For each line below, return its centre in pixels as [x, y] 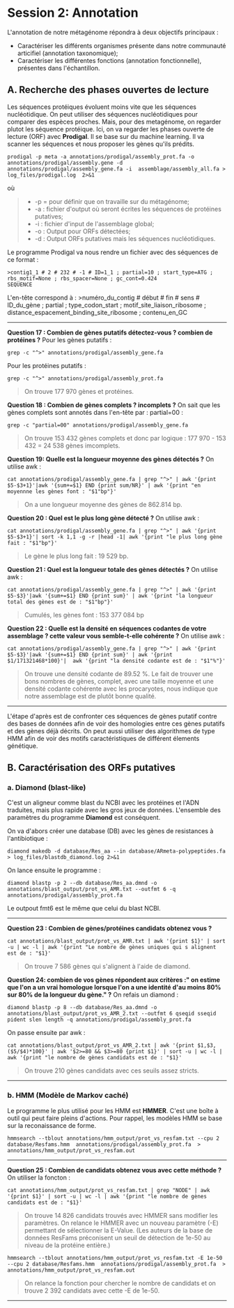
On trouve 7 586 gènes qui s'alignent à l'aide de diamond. [107, 967]
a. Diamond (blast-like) [47, 788]
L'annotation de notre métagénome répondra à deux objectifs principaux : [113, 32]
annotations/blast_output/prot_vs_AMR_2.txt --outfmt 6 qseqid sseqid [112, 1014]
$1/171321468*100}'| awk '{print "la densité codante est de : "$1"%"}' [117, 661]
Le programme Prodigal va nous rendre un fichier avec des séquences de [113, 252]
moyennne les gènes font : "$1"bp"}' [62, 491]
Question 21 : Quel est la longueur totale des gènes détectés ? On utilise [112, 569]
